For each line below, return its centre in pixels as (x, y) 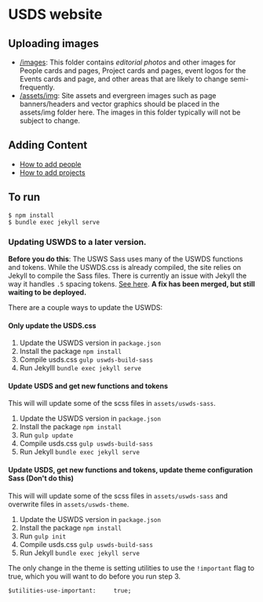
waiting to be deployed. (47, 292)
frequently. (37, 87)
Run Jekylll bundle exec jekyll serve (80, 368)
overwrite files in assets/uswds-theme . (69, 504)
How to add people (50, 164)
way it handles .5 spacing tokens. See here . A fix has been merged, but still (131, 283)
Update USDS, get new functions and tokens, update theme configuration (131, 469)
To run (24, 197)
